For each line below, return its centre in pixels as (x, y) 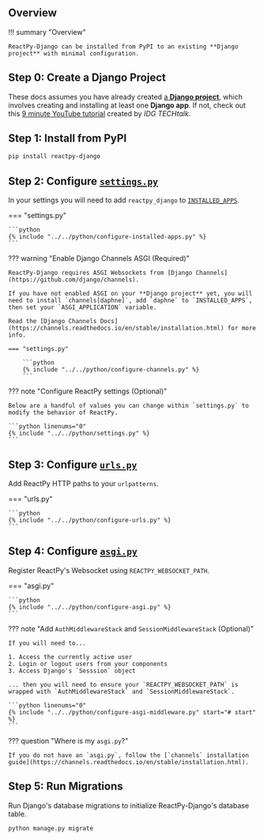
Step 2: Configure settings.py (83, 181)
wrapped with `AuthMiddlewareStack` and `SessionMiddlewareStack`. (122, 691)
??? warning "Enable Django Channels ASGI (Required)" (99, 258)
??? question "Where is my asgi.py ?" (68, 740)
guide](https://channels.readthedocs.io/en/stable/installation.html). (128, 762)
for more (242, 328)
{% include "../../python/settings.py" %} (79, 434)
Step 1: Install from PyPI (68, 139)
